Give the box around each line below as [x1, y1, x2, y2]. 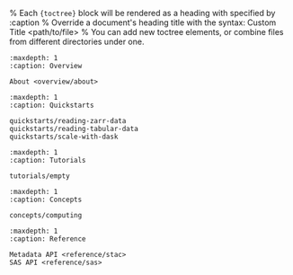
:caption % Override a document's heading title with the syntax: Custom [9, 17, 277, 28]
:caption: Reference [9, 235, 87, 244]
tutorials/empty [9, 172, 70, 181]
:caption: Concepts [9, 195, 83, 204]
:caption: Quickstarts [9, 101, 94, 110]
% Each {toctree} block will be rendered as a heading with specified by [9, 8, 276, 18]
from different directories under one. [9, 36, 145, 47]
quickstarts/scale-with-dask [9, 132, 119, 141]
